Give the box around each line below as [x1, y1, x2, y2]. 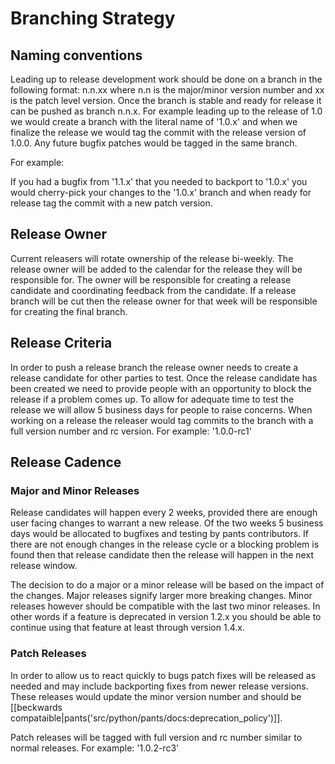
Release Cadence [10, 454, 122, 471]
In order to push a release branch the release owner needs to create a [10, 361, 299, 373]
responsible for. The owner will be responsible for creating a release [10, 273, 292, 286]
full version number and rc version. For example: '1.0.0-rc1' [10, 425, 252, 437]
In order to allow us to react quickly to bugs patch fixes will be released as [10, 669, 317, 681]
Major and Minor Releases [10, 483, 140, 497]
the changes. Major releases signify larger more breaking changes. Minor [10, 590, 313, 602]
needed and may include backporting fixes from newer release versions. [10, 680, 309, 692]
